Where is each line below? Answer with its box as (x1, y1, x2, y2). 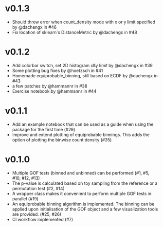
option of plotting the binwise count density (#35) (12, 137, 112, 142)
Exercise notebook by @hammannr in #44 (12, 88, 97, 94)
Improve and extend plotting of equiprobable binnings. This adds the (12, 132, 150, 138)
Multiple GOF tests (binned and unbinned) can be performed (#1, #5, (12, 170, 150, 175)
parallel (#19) (12, 195, 39, 202)
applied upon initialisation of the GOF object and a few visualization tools (12, 206, 158, 212)
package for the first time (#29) (12, 126, 75, 132)
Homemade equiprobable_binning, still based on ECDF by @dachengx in (12, 72, 158, 78)
